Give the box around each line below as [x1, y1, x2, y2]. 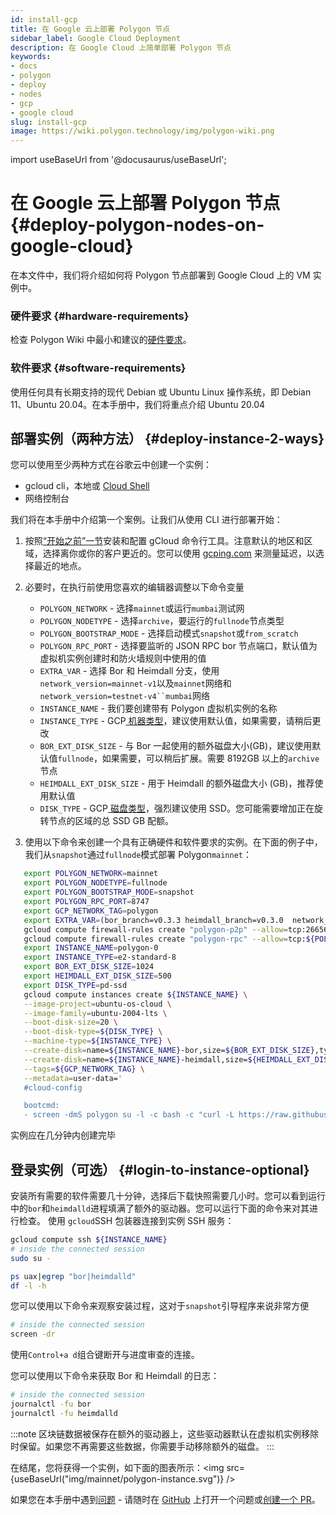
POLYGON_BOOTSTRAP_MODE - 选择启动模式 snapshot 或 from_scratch [39, 627, 299, 640]
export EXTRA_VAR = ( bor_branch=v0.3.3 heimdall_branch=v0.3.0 [23, 915, 284, 925]
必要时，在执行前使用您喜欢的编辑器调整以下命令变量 [24, 581, 245, 593]
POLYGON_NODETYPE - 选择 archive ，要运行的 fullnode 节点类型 [39, 615, 285, 627]
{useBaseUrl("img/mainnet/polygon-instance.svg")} [10, 1472, 225, 1485]
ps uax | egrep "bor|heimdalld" [10, 1271, 137, 1281]
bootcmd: [23, 1101, 60, 1111]
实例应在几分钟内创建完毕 [10, 1129, 116, 1141]
